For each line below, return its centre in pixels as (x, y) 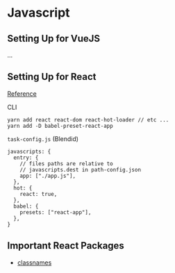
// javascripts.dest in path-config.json (80, 169)
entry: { (26, 158)
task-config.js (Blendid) (43, 139)
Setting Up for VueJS (54, 39)
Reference (22, 93)
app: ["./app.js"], (48, 176)
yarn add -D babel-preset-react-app (60, 126)
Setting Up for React (52, 77)
